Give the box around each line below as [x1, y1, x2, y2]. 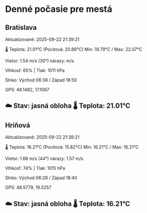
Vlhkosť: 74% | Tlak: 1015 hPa [5, 165, 65, 171]
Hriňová [5, 121, 31, 130]
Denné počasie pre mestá [5, 3, 112, 15]
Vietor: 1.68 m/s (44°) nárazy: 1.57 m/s [5, 155, 84, 162]
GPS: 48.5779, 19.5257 [5, 185, 52, 191]
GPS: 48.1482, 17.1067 [5, 87, 49, 92]
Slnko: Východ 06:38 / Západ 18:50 [5, 77, 77, 83]
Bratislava [5, 23, 37, 32]
